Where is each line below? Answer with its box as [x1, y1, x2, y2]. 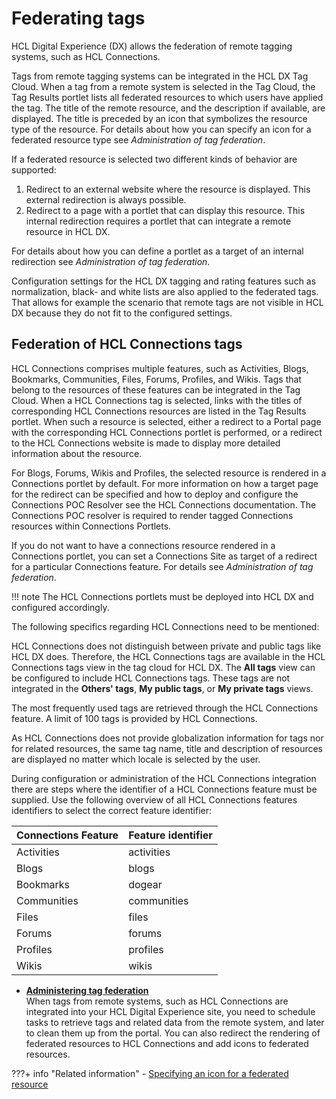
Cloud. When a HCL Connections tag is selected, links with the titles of [11, 394, 303, 406]
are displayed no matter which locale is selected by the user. [11, 753, 261, 765]
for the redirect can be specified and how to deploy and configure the [11, 488, 299, 500]
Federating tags [11, 7, 146, 30]
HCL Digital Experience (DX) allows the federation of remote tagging [11, 40, 293, 52]
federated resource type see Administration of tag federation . [11, 133, 266, 146]
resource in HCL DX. [25, 225, 111, 237]
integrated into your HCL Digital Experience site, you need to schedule [25, 1005, 316, 1017]
